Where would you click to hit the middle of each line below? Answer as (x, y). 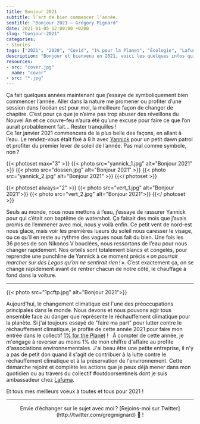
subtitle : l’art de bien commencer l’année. (62, 17)
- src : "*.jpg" (25, 78)
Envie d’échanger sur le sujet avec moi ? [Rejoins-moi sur (90, 409)
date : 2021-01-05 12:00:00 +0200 (48, 28)
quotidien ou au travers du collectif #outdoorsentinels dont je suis (87, 373)
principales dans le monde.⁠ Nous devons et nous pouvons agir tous (89, 310)
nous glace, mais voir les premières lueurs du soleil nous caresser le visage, (99, 231)
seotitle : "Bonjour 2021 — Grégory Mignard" (62, 23)
